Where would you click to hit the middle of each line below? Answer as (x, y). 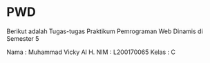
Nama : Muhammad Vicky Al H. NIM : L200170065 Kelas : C (91, 52)
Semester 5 (23, 38)
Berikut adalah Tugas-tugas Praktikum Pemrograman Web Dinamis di (105, 31)
